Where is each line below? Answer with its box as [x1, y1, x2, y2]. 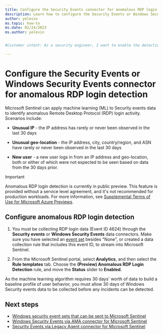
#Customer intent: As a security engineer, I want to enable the [5, 43, 140, 48]
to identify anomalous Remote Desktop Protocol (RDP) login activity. [5, 110, 141, 116]
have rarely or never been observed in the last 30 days [12, 144, 122, 150]
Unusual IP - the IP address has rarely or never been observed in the [12, 125, 150, 131]
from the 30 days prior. [12, 164, 58, 170]
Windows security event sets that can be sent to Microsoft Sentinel [12, 313, 147, 319]
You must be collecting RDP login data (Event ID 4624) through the [12, 226, 146, 232]
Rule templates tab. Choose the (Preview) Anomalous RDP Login [12, 261, 144, 267]
